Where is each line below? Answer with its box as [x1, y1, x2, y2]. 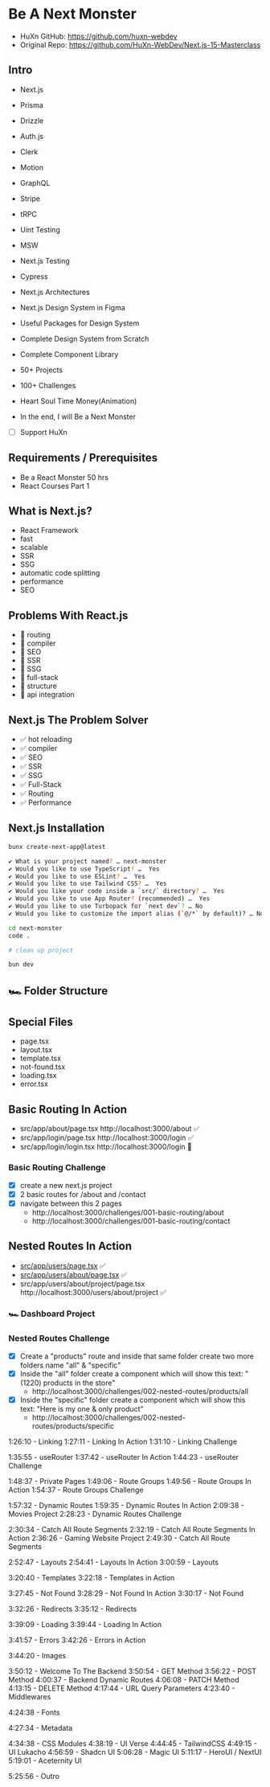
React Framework [19, 526, 79, 535]
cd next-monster [8, 924, 63, 932]
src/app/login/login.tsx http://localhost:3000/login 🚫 [19, 1142, 193, 1152]
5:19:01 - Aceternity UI [8, 1756, 83, 1765]
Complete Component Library [19, 349, 119, 359]
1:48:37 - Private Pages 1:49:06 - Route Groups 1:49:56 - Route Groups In [8, 1476, 252, 1486]
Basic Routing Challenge [8, 1162, 106, 1174]
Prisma [19, 100, 44, 109]
